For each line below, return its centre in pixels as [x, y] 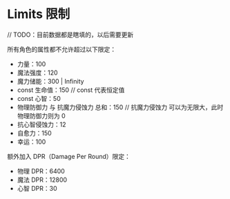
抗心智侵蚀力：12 [42, 124]
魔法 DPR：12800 [42, 180]
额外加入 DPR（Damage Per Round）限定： [69, 156]
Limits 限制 [39, 14]
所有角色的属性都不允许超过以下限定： [61, 49]
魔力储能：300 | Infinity [50, 81]
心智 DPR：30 [37, 188]
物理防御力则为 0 [41, 115]
